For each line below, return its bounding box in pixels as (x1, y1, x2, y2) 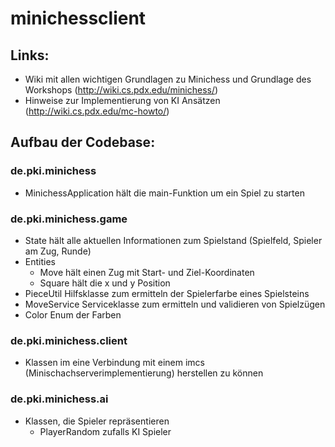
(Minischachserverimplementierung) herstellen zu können (24, 367, 264, 379)
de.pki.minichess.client (10, 333, 128, 347)
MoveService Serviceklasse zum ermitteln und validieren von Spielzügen (24, 298, 326, 310)
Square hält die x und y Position (39, 277, 171, 289)
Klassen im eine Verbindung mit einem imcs (24, 357, 206, 369)
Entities (24, 255, 56, 267)
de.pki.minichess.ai (10, 392, 109, 406)
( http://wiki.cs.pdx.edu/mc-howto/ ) (24, 105, 170, 117)
